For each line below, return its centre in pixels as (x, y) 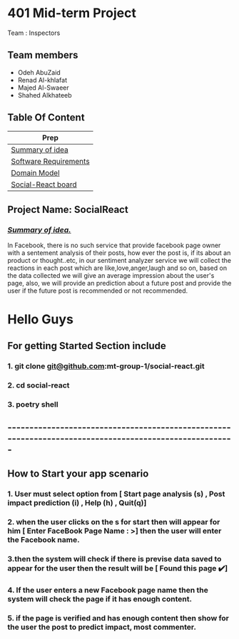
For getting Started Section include (87, 346)
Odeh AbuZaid (39, 72)
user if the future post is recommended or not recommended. (98, 291)
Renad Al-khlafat (42, 80)
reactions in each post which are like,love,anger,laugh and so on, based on (117, 268)
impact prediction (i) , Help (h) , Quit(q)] (77, 503)
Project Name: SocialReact (68, 209)
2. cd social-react (39, 385)
